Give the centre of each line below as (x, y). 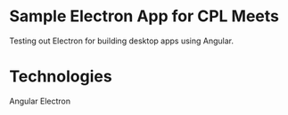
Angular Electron (40, 101)
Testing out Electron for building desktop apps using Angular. (122, 41)
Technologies (61, 77)
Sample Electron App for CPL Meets (144, 16)
